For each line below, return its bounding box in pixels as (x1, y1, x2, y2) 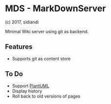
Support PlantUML (12, 83, 50, 88)
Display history (12, 88, 42, 94)
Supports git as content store (12, 56, 71, 62)
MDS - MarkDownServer (5, 3, 106, 14)
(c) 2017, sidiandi (5, 19, 39, 25)
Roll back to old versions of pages (12, 93, 80, 99)
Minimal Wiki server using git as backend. (5, 28, 89, 34)
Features (5, 42, 33, 51)
